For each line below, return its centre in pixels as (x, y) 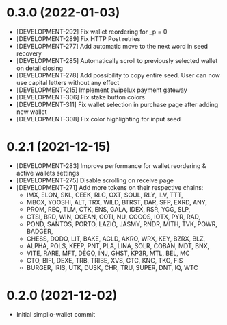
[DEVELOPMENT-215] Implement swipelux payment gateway (102, 90)
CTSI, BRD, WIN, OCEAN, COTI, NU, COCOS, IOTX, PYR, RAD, (113, 217)
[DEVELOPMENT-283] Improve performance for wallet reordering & (111, 165)
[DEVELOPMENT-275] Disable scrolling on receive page (95, 180)
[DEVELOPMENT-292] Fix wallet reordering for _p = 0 (92, 32)
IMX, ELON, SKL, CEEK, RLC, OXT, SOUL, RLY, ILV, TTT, (105, 195)
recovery (29, 53)
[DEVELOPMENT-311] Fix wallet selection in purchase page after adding (117, 104)
